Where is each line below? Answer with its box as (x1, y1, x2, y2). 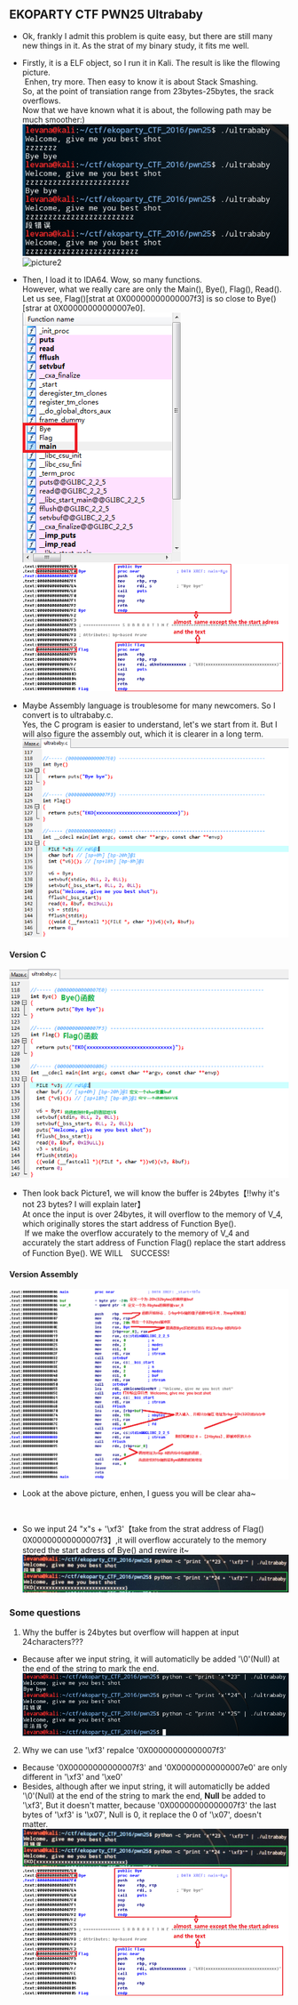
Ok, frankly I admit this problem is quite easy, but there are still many (21, 30, 273, 41)
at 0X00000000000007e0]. (43, 302, 145, 314)
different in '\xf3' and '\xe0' (21, 1772, 123, 1783)
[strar (21, 302, 43, 314)
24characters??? (21, 1636, 84, 1647)
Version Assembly (9, 1268, 79, 1279)
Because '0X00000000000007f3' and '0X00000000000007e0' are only (21, 1762, 288, 1773)
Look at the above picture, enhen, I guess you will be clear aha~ (21, 1488, 256, 1499)
